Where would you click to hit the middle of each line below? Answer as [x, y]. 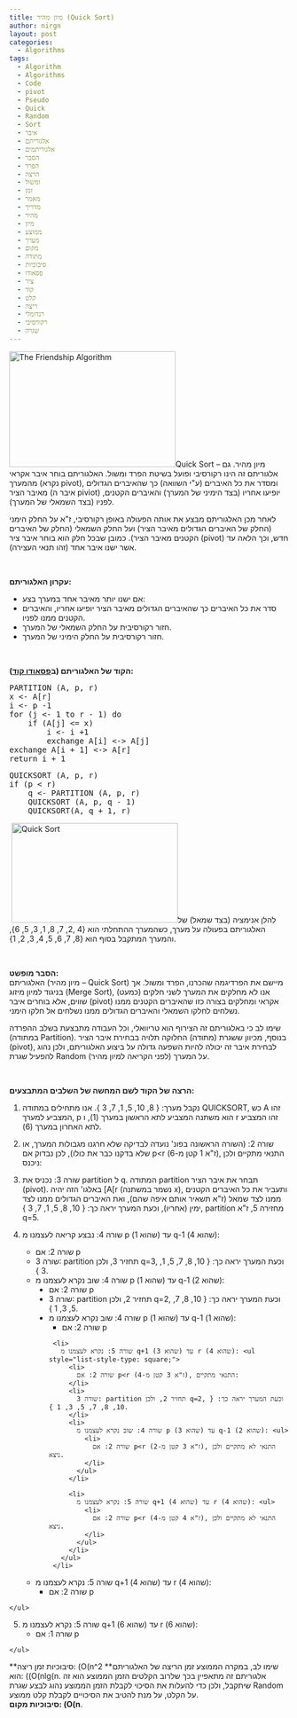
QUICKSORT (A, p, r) [54, 775]
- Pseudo [33, 100]
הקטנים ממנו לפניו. [54, 617]
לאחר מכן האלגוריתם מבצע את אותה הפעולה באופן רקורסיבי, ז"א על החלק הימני [143, 519]
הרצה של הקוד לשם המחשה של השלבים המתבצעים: [102, 1090]
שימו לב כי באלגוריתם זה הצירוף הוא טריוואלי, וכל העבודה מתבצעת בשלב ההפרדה [145, 1028]
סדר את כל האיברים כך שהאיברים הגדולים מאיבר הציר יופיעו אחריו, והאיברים [149, 608]
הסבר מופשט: [34, 973]
